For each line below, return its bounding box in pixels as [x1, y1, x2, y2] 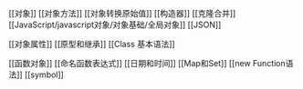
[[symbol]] [25, 69, 65, 80]
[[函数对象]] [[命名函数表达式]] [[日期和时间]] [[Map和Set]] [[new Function [8, 58, 287, 68]
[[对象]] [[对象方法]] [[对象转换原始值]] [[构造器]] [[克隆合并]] [8, 8, 236, 18]
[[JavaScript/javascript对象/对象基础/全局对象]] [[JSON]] [8, 19, 222, 30]
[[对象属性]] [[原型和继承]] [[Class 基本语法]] [8, 39, 175, 49]
